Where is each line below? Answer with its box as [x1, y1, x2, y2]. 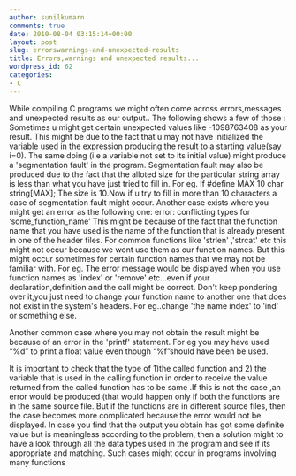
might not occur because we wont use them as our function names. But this [9, 244, 285, 255]
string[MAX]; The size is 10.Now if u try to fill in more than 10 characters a [9, 188, 277, 198]
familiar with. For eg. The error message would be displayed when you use [9, 263, 281, 273]
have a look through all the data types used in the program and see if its [9, 438, 271, 449]
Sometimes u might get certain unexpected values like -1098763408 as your [9, 121, 288, 133]
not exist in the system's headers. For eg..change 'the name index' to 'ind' [9, 300, 279, 311]
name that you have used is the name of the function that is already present [9, 225, 285, 235]
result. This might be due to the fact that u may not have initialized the [9, 131, 263, 142]
